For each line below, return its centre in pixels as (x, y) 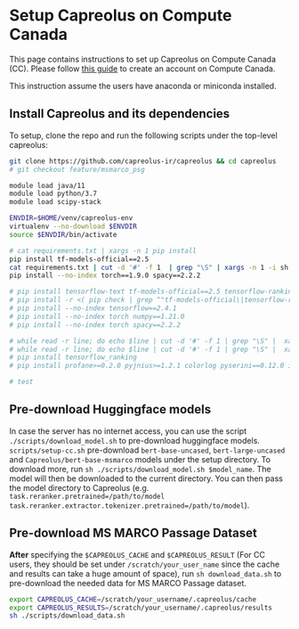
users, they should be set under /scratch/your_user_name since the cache (145, 564)
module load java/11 (48, 185)
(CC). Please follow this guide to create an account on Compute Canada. (142, 69)
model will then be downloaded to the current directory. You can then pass (146, 478)
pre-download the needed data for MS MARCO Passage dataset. (128, 583)
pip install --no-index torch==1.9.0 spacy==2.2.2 (105, 276)
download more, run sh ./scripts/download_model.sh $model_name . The (140, 469)
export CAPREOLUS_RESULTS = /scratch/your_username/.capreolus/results (141, 608)
